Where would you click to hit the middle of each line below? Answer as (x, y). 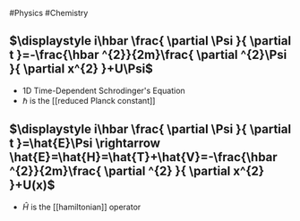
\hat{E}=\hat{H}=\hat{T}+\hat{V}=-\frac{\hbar (143, 157)
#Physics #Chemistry (49, 13)
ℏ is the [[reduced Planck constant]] (89, 100)
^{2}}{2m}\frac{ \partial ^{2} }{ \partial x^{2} (137, 171)
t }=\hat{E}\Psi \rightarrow (85, 144)
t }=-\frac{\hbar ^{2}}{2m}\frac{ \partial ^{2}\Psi (148, 55)
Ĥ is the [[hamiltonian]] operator (81, 207)
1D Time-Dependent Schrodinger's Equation (103, 90)
